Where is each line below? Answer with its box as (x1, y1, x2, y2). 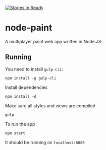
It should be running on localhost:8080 (5, 139, 85, 145)
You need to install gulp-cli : (5, 66, 63, 72)
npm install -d (5, 94, 37, 99)
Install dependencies (5, 84, 48, 90)
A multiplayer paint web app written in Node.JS (5, 38, 102, 44)
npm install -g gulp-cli (5, 75, 56, 80)
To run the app (5, 121, 35, 127)
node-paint (5, 22, 53, 33)
